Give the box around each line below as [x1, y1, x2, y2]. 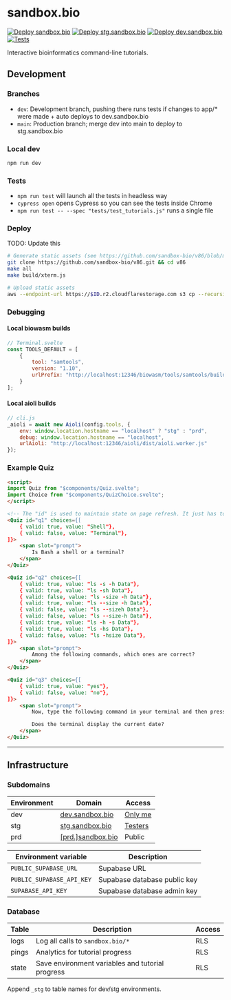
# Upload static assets [7, 284, 76, 291]
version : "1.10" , [32, 365, 81, 372]
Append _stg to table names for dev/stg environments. [7, 985, 162, 993]
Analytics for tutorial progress [35, 947, 132, 957]
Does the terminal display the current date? [32, 721, 165, 728]
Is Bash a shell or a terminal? [32, 549, 125, 556]
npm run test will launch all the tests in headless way [16, 192, 168, 200]
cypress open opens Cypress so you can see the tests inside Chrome [16, 199, 212, 208]
